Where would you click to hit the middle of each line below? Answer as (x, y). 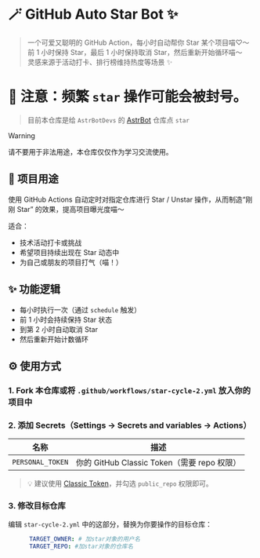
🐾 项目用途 (33, 179)
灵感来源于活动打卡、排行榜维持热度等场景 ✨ (100, 62)
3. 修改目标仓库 (37, 506)
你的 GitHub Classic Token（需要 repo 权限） (158, 463)
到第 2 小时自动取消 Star (58, 329)
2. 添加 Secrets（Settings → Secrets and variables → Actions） (130, 425)
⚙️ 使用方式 (34, 366)
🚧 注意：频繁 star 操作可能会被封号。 (128, 97)
